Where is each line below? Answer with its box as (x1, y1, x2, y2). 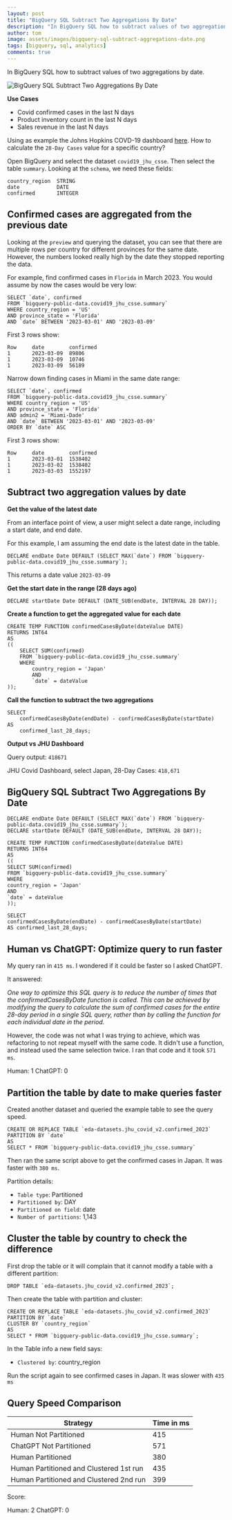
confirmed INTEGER (7, 190, 79, 197)
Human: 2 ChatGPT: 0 (7, 1505, 70, 1514)
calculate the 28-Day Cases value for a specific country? (7, 143, 166, 152)
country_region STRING (7, 177, 76, 184)
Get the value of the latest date (7, 505, 98, 513)
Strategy (63, 1418, 93, 1427)
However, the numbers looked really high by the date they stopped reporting (7, 252, 224, 260)
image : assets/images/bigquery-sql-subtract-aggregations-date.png (7, 36, 206, 43)
